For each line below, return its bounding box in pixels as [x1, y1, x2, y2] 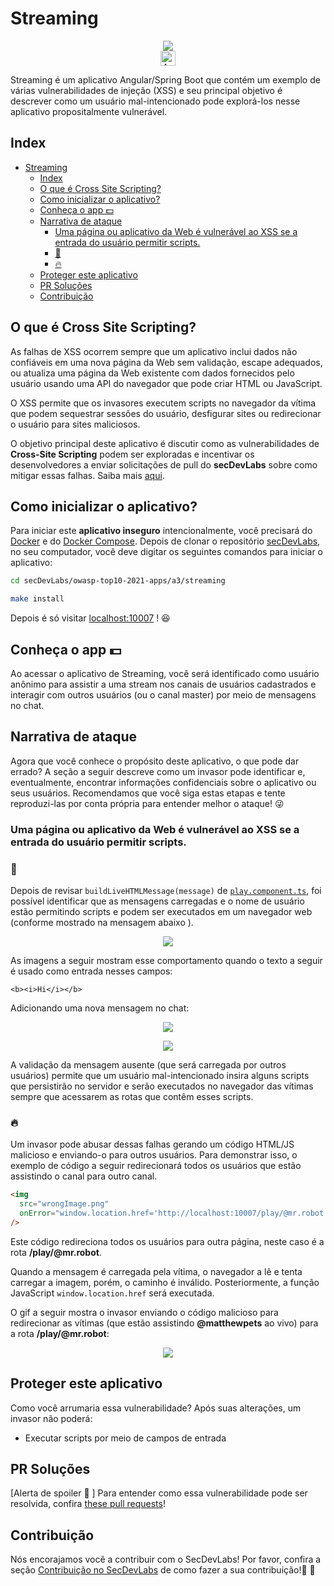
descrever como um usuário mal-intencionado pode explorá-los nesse [10, 95, 301, 107]
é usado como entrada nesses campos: [10, 965, 173, 977]
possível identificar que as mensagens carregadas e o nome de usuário [10, 895, 305, 907]
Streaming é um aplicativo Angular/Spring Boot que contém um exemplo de [10, 73, 321, 86]
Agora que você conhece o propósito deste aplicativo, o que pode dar [10, 755, 300, 767]
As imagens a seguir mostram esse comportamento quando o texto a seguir [10, 954, 323, 966]
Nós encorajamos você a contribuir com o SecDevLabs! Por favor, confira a [10, 1553, 322, 1566]
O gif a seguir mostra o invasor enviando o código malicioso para [10, 1306, 279, 1318]
